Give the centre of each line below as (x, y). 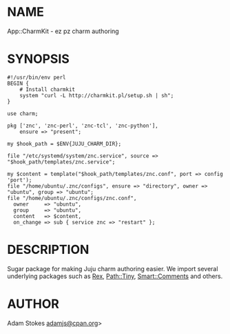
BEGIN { (18, 83)
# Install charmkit (48, 89)
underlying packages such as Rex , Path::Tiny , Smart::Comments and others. (115, 276)
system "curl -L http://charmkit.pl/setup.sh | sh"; (97, 95)
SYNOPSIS (39, 59)
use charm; (23, 114)
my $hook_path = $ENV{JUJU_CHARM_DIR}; (64, 144)
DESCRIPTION (48, 250)
